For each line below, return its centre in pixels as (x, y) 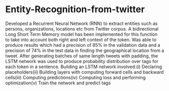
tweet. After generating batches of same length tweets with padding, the (82, 56)
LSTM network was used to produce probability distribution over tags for (82, 61)
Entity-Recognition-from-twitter (75, 9)
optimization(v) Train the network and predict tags (58, 83)
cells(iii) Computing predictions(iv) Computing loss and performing (76, 77)
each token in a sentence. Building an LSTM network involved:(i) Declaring (84, 67)
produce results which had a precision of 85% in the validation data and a (83, 45)
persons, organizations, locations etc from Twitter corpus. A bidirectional (82, 28)
